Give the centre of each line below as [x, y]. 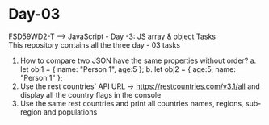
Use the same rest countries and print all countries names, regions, [132, 103]
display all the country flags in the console [90, 94]
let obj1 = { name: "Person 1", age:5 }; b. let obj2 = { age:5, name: [128, 69]
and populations [70, 112]
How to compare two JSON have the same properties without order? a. [138, 60]
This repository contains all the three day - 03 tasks [94, 44]
